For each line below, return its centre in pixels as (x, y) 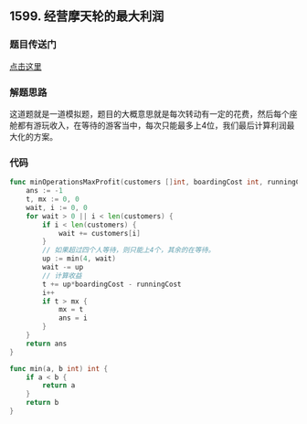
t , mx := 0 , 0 (53, 199)
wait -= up (63, 268)
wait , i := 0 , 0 (57, 207)
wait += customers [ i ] (100, 233)
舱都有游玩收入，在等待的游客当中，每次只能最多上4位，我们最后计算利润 (148, 125)
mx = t (71, 310)
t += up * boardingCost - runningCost (112, 284)
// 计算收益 (62, 276)
